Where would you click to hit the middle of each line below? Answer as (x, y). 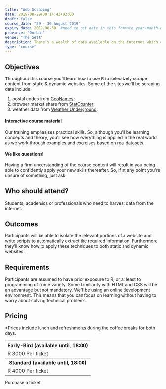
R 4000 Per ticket (28, 371)
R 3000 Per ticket (28, 354)
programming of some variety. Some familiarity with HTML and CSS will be (81, 285)
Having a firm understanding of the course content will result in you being (80, 165)
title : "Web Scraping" (28, 10)
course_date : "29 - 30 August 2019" (43, 24)
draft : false (19, 19)
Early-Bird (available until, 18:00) (48, 346)
